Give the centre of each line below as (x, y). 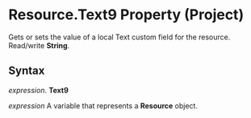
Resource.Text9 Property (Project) (126, 15)
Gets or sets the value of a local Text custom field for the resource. (119, 37)
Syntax (27, 71)
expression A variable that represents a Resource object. (103, 105)
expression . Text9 (38, 90)
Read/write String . (39, 45)
